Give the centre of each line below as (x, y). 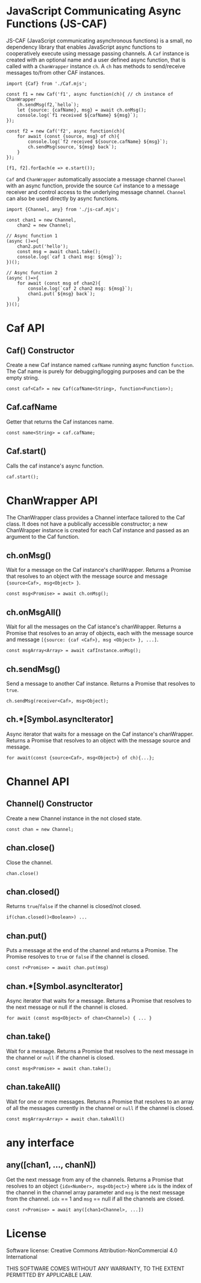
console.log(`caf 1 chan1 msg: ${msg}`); (70, 257)
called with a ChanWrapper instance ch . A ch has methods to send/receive (96, 66)
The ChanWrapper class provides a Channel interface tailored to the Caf (96, 517)
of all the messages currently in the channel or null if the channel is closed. (100, 1108)
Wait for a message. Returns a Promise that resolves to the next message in (100, 1051)
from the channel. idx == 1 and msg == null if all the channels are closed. (95, 1199)
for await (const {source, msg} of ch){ (68, 136)
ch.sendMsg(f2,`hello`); (48, 105)
